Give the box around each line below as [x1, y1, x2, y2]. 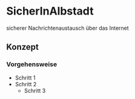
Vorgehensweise [6, 60, 58, 69]
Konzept [6, 42, 39, 52]
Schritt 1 [15, 74, 36, 81]
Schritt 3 [24, 87, 46, 94]
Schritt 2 [15, 80, 37, 87]
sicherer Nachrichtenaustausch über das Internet [6, 24, 129, 32]
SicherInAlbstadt [6, 4, 94, 18]
